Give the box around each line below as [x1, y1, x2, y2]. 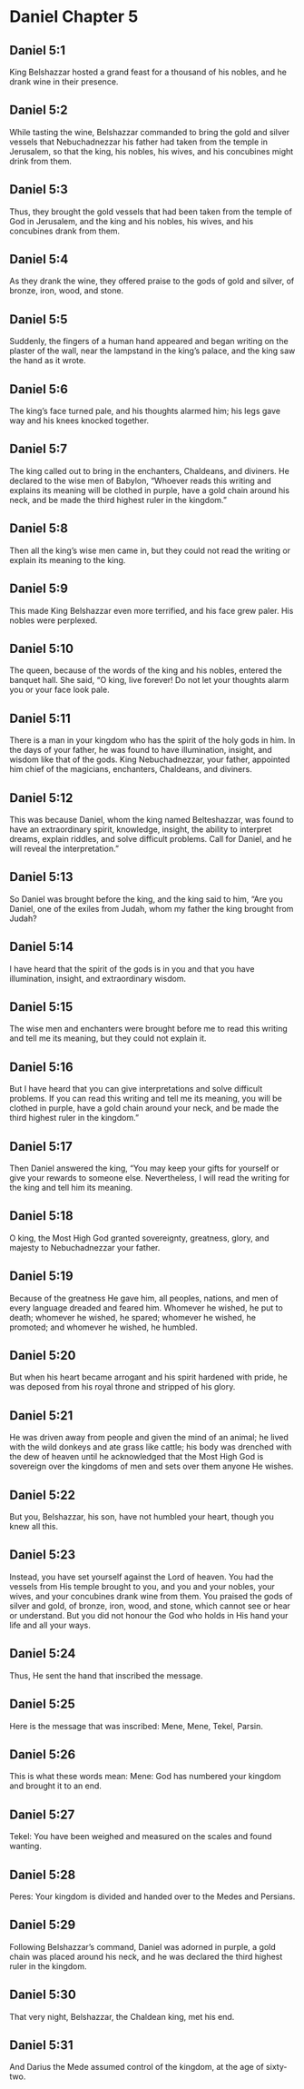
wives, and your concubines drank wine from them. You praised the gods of [9, 1590, 293, 1601]
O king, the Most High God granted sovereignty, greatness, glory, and [9, 1233, 270, 1243]
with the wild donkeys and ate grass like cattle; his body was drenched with [9, 1441, 292, 1452]
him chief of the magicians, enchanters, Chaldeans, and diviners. [9, 764, 252, 775]
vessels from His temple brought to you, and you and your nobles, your [9, 1580, 275, 1591]
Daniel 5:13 [9, 869, 74, 885]
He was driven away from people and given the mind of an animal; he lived [9, 1432, 289, 1443]
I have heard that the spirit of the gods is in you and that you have [9, 963, 255, 974]
